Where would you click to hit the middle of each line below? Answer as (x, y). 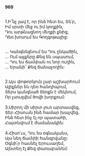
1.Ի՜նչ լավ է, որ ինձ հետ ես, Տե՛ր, (41, 22)
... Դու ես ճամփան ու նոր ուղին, (40, 62)
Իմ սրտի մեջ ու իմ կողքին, (34, 27)
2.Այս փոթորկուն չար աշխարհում (42, 81)
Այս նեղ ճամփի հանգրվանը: (36, 138)
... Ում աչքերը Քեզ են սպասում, (40, 57)
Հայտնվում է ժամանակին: (35, 123)
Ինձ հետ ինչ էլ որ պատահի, (36, 117)
